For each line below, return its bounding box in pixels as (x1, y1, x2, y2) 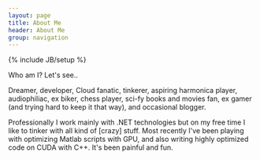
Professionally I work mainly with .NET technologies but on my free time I (8, 117, 246, 127)
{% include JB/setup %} (8, 55, 87, 65)
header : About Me (8, 26, 65, 34)
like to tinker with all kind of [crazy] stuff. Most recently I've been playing (8, 126, 244, 136)
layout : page (8, 11, 51, 20)
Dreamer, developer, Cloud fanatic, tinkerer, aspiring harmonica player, (8, 86, 238, 95)
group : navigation (8, 33, 69, 42)
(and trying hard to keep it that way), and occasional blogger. (8, 102, 206, 112)
